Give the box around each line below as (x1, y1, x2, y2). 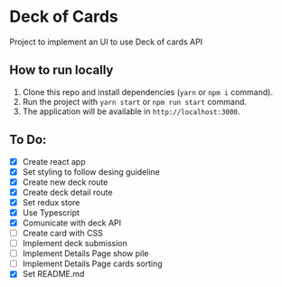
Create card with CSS (22, 228, 104, 238)
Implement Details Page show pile (22, 248, 149, 259)
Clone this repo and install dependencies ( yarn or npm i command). (22, 86, 274, 97)
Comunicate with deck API (22, 217, 122, 228)
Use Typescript (22, 206, 80, 218)
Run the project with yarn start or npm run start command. (22, 96, 247, 107)
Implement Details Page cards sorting (22, 258, 163, 269)
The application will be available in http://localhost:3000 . (22, 106, 240, 117)
